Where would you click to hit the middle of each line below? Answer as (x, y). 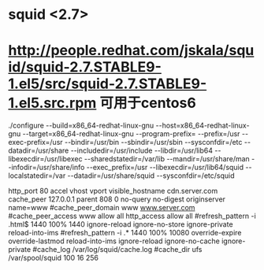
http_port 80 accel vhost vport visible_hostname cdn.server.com (113, 191)
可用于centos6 (148, 103)
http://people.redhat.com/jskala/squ (131, 51)
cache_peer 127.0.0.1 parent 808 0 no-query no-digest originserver (117, 199)
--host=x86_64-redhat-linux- (203, 126)
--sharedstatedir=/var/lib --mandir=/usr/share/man (167, 159)
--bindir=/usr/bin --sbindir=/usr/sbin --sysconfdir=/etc (153, 142)
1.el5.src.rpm (52, 103)
